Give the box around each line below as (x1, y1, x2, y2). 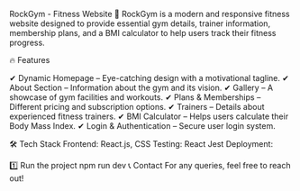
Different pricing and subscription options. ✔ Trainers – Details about (9, 102, 265, 112)
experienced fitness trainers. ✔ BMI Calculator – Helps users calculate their (9, 111, 289, 122)
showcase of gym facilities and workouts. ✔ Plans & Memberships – (9, 92, 261, 103)
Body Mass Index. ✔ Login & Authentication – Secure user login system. (9, 121, 277, 131)
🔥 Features (9, 55, 50, 65)
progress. (9, 37, 45, 48)
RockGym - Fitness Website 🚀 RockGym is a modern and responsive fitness (9, 9, 290, 19)
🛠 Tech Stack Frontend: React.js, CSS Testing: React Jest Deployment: (9, 139, 273, 149)
